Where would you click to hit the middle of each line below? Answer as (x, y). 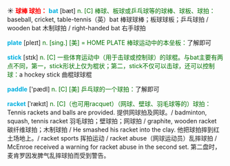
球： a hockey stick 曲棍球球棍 (50, 74)
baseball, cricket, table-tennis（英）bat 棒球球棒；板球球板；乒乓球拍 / (108, 19)
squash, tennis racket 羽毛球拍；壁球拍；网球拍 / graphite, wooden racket (112, 121)
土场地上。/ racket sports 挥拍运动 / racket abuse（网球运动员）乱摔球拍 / (112, 138)
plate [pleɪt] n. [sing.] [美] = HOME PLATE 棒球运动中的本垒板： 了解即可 (109, 43)
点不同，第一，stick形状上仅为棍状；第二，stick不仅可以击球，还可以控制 (111, 66)
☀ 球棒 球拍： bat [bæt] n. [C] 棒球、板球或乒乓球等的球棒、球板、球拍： (111, 11)
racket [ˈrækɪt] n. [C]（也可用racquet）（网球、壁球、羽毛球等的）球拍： (109, 104)
